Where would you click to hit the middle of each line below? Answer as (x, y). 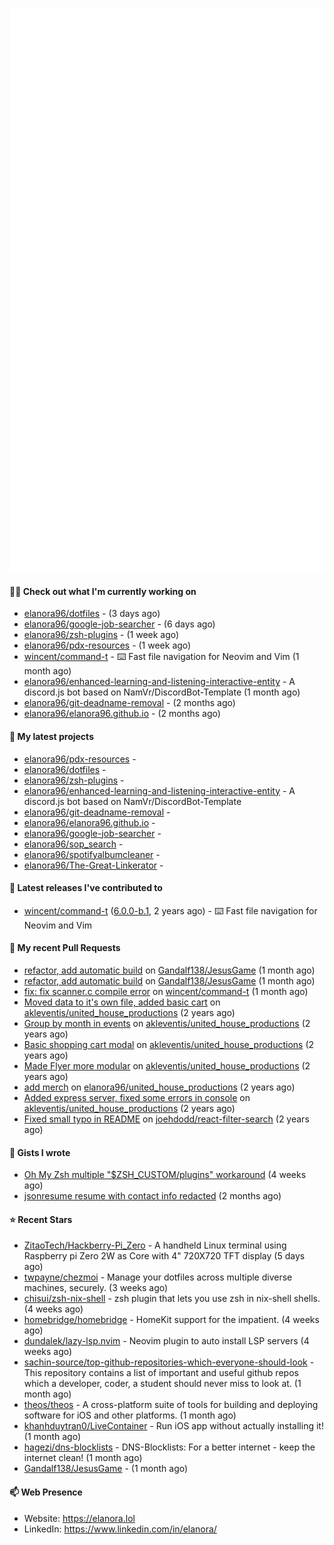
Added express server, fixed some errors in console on (137, 1098)
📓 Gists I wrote (40, 1152)
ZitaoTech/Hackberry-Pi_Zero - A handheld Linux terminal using (155, 1245)
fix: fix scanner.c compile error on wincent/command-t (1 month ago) (166, 992)
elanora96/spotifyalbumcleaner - (92, 854)
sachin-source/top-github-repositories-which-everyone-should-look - (169, 1362)
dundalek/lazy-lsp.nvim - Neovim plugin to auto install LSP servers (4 (166, 1341)
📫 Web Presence (46, 1492)
